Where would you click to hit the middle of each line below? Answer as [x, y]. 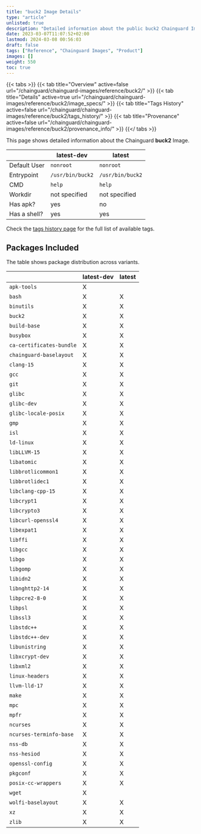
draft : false [22, 46]
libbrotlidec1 [29, 482]
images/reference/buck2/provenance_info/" [60, 129]
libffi [19, 540]
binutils [22, 307]
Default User [27, 165]
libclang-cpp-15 [32, 491]
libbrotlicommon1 [34, 472]
